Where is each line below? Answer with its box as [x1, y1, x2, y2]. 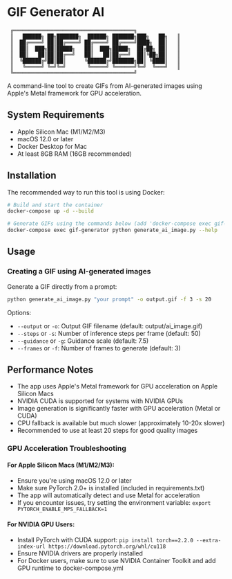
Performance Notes [7, 364, 94, 376]
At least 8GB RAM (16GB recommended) [17, 150, 133, 158]
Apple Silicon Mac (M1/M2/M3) [17, 127, 106, 136]
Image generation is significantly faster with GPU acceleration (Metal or [17, 404, 221, 413]
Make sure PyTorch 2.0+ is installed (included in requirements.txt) [17, 483, 205, 492]
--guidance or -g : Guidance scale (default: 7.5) [17, 337, 149, 345]
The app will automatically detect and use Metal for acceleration [17, 491, 200, 499]
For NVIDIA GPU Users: [7, 520, 75, 528]
